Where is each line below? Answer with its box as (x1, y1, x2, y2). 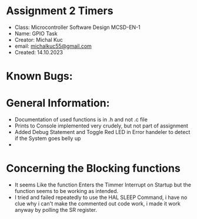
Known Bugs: (6, 70, 73, 83)
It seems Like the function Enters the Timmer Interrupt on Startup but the (14, 181, 191, 188)
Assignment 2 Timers (6, 4, 113, 18)
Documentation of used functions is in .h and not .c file (14, 116, 148, 123)
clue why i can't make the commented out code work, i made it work (14, 200, 181, 207)
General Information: (6, 96, 110, 110)
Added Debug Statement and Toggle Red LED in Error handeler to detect (14, 129, 191, 136)
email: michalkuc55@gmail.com (14, 43, 92, 50)
